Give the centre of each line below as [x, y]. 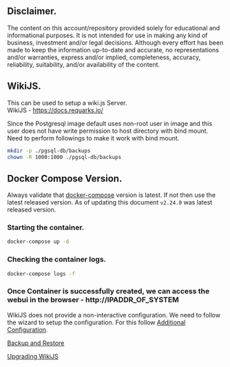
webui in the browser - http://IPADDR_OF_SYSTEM [93, 300]
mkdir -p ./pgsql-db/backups [49, 151]
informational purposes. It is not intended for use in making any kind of [107, 35]
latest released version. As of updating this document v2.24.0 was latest [110, 202]
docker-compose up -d [38, 242]
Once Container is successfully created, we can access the [108, 291]
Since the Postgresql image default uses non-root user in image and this [110, 123]
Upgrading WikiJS [33, 356]
